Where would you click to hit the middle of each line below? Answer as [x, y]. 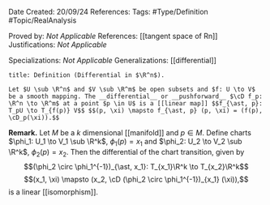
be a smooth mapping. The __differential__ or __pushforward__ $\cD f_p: [136, 96]
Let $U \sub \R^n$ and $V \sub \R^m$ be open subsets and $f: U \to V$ [132, 89]
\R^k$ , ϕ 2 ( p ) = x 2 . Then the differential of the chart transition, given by [126, 153]
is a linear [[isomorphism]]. [54, 192]
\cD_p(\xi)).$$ [34, 117]
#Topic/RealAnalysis [43, 20]
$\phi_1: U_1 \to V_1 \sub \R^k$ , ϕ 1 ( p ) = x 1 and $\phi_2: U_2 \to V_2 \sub [125, 143]
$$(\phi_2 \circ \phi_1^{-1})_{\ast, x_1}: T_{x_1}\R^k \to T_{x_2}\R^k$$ [136, 166]
